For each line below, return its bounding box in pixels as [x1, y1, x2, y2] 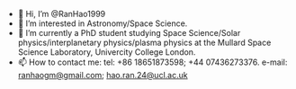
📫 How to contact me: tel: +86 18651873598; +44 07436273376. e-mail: [17, 57, 288, 67]
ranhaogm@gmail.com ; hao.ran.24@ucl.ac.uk [17, 70, 188, 80]
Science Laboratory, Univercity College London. [17, 47, 196, 58]
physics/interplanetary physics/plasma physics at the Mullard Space [17, 37, 272, 48]
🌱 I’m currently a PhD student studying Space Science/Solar [17, 28, 241, 38]
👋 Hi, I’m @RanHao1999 [17, 9, 106, 19]
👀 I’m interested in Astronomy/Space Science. [17, 18, 188, 29]
